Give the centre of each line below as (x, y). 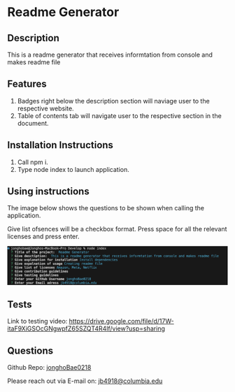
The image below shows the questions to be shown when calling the (106, 208)
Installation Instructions (60, 145)
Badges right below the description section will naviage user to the (113, 101)
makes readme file (34, 62)
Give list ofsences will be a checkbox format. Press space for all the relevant (117, 229)
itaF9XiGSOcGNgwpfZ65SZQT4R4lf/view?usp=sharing (86, 328)
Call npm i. (33, 162)
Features (27, 84)
